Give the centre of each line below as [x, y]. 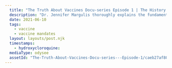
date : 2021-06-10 [28, 19]
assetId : [19, 58]
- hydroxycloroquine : [37, 48]
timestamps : [22, 43]
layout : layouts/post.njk [37, 39]
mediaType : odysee [29, 53]
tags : [15, 24]
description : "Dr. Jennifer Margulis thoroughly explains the [77, 15]
